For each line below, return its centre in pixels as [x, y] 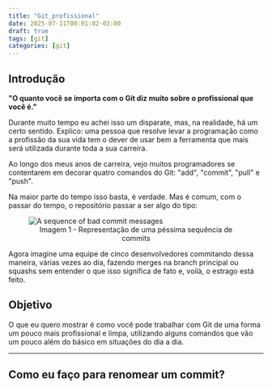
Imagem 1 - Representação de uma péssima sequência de [136, 229]
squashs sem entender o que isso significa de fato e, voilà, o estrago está [132, 271]
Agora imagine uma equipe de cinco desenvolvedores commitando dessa [131, 254]
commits [136, 238]
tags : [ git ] [28, 38]
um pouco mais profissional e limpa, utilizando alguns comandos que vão [131, 333]
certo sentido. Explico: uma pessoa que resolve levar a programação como [134, 131]
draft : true [28, 31]
